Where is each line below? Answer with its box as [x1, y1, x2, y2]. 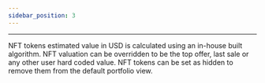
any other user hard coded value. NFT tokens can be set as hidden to [8, 57, 234, 67]
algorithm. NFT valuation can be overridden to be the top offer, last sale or [8, 49, 249, 58]
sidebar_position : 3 [8, 11, 77, 20]
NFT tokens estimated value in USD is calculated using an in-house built [8, 40, 243, 50]
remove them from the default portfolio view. [8, 66, 153, 75]
